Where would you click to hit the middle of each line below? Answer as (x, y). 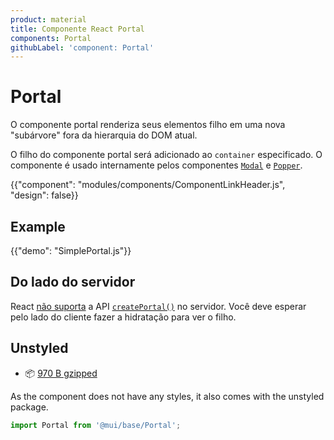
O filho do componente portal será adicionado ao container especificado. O (166, 155)
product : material (48, 19)
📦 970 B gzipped (61, 373)
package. (29, 407)
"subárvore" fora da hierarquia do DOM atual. (104, 135)
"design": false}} (44, 195)
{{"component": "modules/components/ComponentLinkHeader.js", (148, 185)
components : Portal (51, 38)
